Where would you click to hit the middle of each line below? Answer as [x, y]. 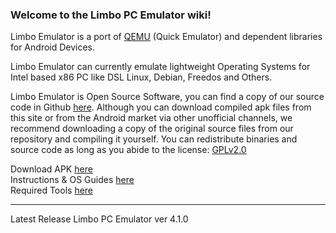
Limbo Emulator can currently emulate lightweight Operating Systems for [160, 67]
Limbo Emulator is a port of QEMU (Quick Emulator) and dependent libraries [166, 37]
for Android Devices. [53, 47]
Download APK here [51, 169]
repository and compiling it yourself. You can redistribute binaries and [154, 139]
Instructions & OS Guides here [72, 180]
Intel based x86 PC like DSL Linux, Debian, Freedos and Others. [141, 77]
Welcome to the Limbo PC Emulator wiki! [111, 15]
